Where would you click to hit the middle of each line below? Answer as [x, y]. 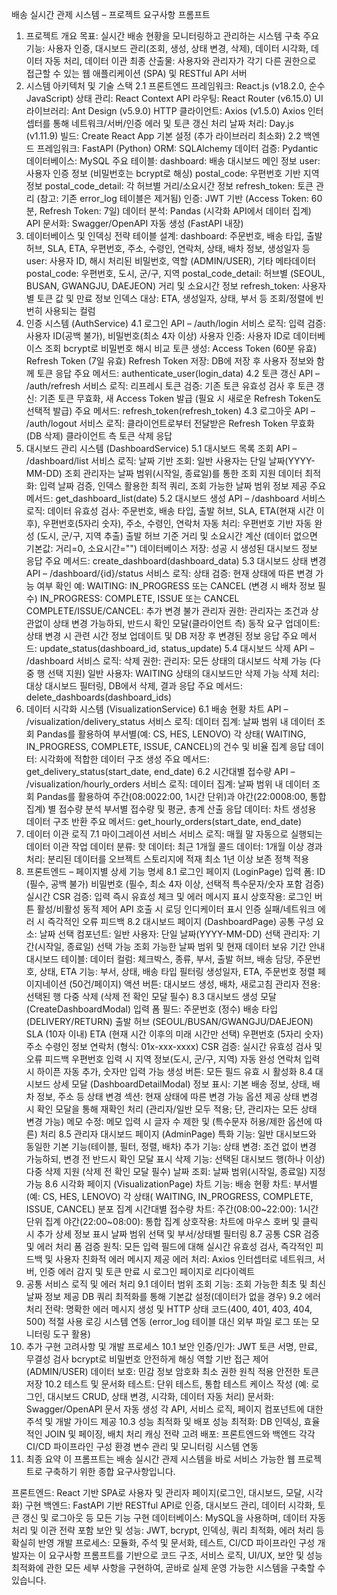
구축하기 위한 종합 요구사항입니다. [110, 1471]
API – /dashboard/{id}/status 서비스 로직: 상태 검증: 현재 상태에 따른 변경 [169, 573]
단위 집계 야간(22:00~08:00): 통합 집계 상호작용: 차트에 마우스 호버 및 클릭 [172, 1221]
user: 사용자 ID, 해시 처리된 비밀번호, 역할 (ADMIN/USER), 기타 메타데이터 [170, 261]
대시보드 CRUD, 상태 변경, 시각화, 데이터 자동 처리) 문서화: [160, 1396]
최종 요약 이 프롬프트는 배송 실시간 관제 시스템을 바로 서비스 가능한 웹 [160, 1459]
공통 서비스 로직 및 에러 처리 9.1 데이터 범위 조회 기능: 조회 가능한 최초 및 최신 [176, 1284]
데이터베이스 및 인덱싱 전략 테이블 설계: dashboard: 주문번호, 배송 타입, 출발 [174, 236]
